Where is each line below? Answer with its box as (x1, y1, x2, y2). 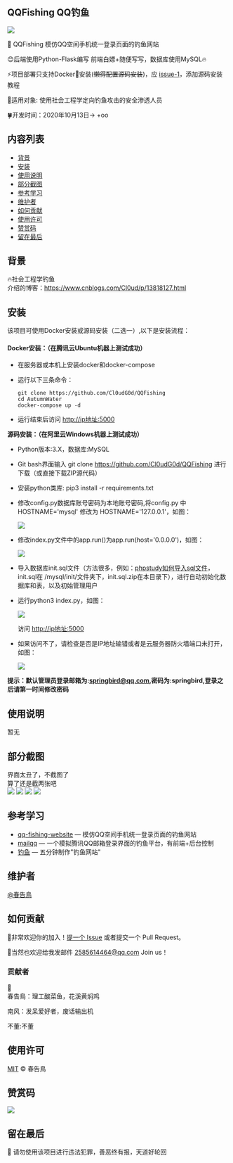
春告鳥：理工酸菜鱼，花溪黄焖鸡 (7, 991, 100, 1000)
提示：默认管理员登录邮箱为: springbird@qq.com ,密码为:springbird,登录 (7, 676, 218, 685)
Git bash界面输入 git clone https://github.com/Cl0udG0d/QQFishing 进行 (17, 460, 227, 469)
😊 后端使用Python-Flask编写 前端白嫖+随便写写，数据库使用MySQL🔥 (7, 55, 207, 63)
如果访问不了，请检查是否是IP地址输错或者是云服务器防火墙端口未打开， (17, 640, 227, 648)
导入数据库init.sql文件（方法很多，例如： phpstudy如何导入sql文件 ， (17, 564, 214, 572)
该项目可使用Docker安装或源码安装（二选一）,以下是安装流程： (7, 326, 190, 335)
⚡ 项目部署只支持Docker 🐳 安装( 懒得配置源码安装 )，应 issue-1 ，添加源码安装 (7, 70, 223, 78)
